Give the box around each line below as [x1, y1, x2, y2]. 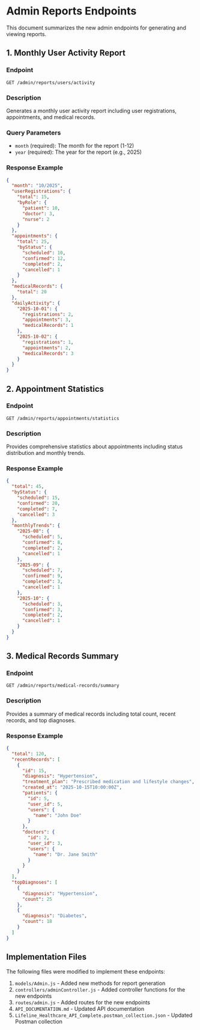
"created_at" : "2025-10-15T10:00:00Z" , [22, 784, 122, 791]
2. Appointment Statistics [6, 383, 104, 394]
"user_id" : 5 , [28, 801, 63, 807]
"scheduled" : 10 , [22, 249, 66, 256]
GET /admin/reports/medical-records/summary [6, 683, 120, 689]
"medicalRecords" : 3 [22, 350, 74, 356]
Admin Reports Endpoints [6, 4, 137, 18]
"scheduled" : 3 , [22, 601, 63, 607]
